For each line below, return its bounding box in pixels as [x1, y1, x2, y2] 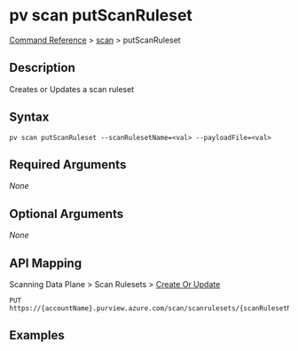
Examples [9, 328, 65, 343]
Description [9, 60, 75, 75]
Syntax [9, 110, 50, 125]
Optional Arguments [9, 206, 124, 222]
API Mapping [9, 255, 82, 270]
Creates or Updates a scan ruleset [9, 83, 135, 94]
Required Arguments [9, 157, 127, 172]
